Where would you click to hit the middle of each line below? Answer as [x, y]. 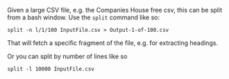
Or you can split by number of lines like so [67, 56]
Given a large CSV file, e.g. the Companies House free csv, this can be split [115, 10]
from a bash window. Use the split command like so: [84, 17]
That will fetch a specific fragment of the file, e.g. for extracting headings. [113, 43]
